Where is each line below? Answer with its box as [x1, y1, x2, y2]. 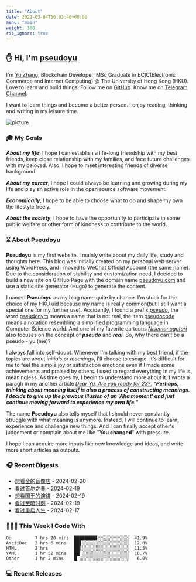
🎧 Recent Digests [6, 461, 59, 469]
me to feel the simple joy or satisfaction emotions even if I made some [6, 361, 175, 368]
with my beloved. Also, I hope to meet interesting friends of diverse [6, 162, 168, 169]
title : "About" [6, 8, 43, 15]
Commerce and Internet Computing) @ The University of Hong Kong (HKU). [6, 77, 189, 84]
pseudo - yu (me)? [6, 338, 51, 345]
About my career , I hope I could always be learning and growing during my [6, 179, 188, 186]
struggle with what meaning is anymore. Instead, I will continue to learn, [6, 416, 180, 423]
